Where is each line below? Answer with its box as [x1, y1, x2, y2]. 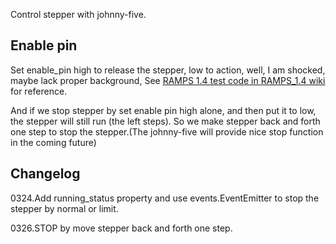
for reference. [10, 85, 68, 97]
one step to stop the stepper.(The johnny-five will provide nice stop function [10, 125, 324, 138]
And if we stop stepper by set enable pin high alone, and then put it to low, [10, 104, 317, 116]
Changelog [10, 165, 81, 183]
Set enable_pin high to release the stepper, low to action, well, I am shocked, [10, 64, 326, 76]
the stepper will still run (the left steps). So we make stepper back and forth [10, 115, 321, 127]
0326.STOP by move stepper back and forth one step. [10, 222, 233, 234]
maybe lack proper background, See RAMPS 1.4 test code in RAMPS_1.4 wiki [10, 74, 326, 86]
